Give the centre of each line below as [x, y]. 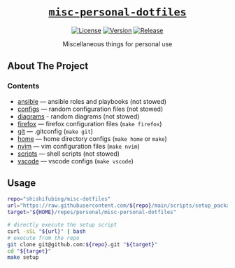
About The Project [48, 66]
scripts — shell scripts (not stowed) [69, 154]
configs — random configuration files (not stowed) [90, 109]
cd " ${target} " [29, 251]
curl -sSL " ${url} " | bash [47, 231]
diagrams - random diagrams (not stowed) [78, 116]
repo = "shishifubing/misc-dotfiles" [59, 199]
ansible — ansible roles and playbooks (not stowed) [92, 101]
